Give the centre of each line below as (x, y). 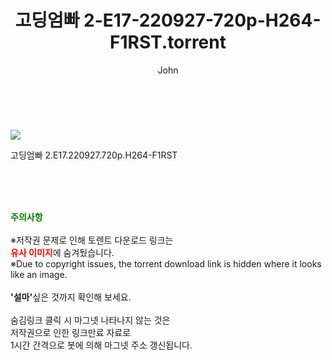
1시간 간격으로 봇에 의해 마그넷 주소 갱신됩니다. (101, 345)
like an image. (39, 274)
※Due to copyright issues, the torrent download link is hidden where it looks (166, 263)
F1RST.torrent (168, 42)
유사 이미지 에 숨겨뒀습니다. (62, 252)
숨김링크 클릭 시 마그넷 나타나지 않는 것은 (90, 320)
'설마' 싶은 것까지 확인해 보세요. (71, 297)
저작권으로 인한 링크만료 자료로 (71, 332)
